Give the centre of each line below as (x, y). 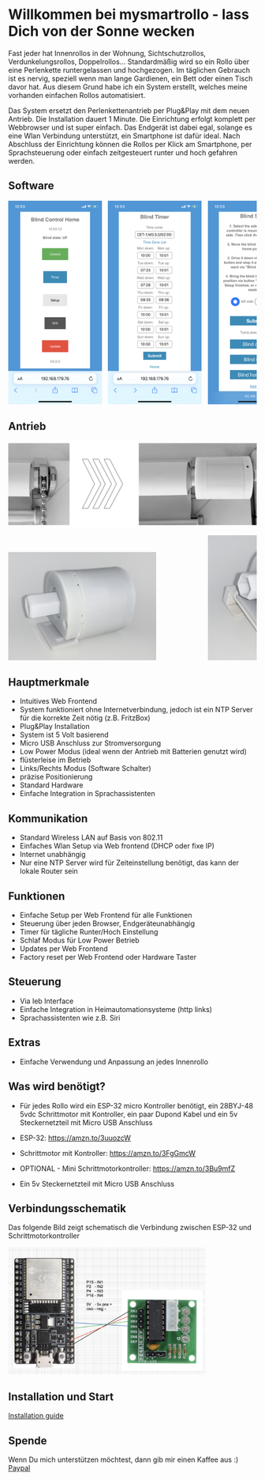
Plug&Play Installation (55, 727)
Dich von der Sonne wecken (102, 31)
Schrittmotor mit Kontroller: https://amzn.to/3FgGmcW (107, 1153)
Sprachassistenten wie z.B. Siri (70, 1017)
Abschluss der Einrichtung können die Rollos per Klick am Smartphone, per (130, 144)
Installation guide (36, 1416)
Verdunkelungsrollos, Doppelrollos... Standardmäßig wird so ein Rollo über (129, 62)
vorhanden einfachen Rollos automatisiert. (77, 95)
